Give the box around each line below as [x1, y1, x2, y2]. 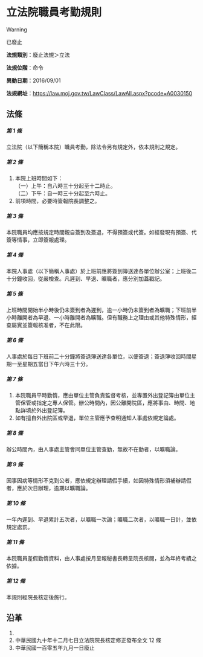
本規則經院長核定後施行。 [6, 593, 70, 601]
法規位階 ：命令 [6, 64, 43, 71]
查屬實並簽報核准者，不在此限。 [6, 321, 86, 329]
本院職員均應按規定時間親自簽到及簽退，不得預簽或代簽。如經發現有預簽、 [6, 229, 192, 236]
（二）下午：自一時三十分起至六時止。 [14, 190, 111, 197]
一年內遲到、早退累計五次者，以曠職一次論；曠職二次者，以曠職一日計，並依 [6, 516, 197, 523]
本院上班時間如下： [14, 175, 63, 182]
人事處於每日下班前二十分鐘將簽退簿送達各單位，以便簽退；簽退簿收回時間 [6, 353, 192, 360]
